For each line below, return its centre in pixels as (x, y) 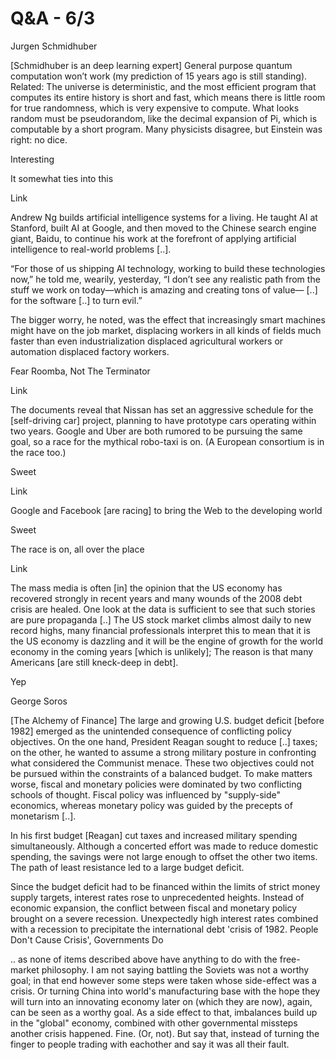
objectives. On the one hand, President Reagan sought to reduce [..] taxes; (164, 741)
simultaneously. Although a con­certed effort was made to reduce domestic (164, 846)
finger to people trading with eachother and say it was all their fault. (150, 1044)
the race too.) (38, 452)
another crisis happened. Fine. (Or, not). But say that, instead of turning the (165, 1033)
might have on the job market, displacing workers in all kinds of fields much (166, 330)
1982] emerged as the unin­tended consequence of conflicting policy (151, 731)
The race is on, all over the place (77, 549)
